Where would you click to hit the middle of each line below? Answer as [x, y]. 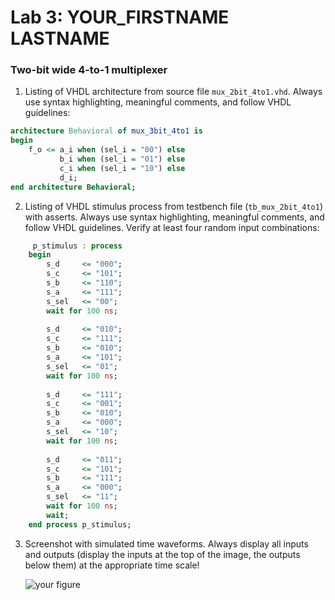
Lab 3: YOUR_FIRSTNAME [120, 17]
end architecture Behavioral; [73, 187]
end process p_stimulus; [80, 524]
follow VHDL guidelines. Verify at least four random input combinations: [172, 227]
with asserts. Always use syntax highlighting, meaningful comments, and [174, 217]
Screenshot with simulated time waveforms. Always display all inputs [166, 543]
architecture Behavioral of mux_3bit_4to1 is [106, 131]
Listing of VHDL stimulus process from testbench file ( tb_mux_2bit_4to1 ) [174, 206]
